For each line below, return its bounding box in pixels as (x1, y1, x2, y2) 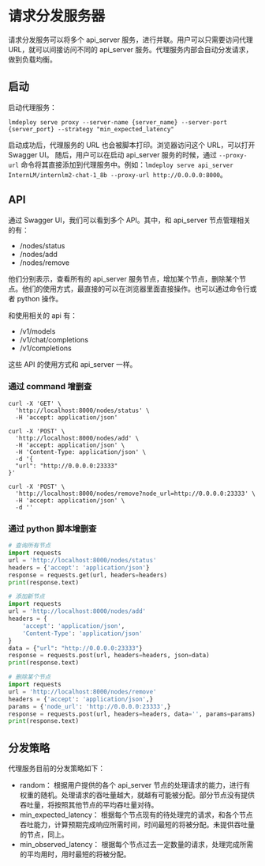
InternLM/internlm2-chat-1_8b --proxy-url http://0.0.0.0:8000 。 (8, 169, 227, 179)
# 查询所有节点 (8, 542, 51, 550)
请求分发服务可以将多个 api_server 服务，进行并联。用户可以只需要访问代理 (8, 35, 254, 44)
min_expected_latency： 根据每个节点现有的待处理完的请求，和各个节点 (19, 810, 254, 819)
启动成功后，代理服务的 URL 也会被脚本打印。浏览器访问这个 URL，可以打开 (8, 140, 256, 149)
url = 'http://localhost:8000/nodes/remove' (8, 687, 157, 696)
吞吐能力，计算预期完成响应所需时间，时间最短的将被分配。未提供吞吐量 (19, 820, 255, 830)
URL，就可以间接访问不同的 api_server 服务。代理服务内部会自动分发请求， (8, 44, 253, 54)
